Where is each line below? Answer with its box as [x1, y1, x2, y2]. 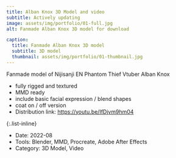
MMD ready [15, 89, 45, 96]
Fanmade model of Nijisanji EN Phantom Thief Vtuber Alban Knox [6, 70, 171, 78]
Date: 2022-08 [15, 131, 53, 139]
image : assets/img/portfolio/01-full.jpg [6, 20, 113, 26]
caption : [6, 37, 29, 43]
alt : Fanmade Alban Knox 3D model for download [6, 26, 130, 32]
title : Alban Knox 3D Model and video [6, 9, 105, 15]
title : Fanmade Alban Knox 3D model [12, 43, 105, 49]
